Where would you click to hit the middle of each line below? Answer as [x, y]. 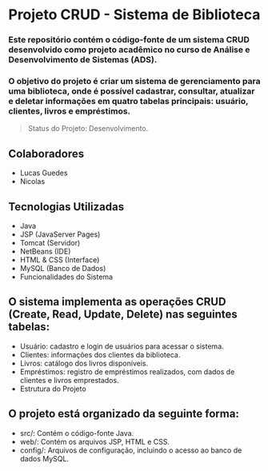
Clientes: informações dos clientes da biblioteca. [100, 354]
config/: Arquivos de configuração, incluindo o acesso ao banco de [131, 450]
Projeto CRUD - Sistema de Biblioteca [134, 15]
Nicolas [32, 182]
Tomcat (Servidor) [50, 243]
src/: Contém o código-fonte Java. [77, 433]
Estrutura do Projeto [53, 389]
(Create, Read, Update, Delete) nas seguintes [123, 315]
